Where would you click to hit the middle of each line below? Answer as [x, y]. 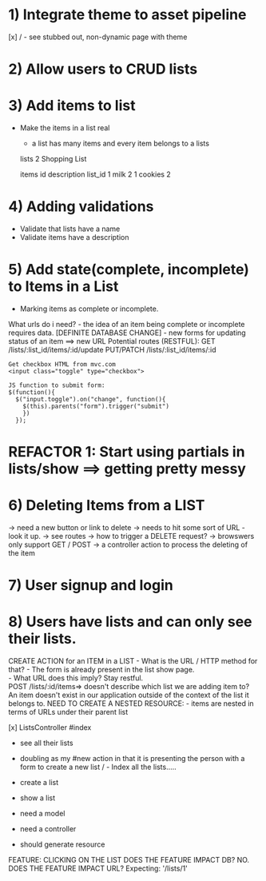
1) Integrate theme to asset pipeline [127, 15]
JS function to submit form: [57, 385]
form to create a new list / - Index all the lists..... [98, 767]
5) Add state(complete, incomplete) [129, 270]
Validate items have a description [74, 237]
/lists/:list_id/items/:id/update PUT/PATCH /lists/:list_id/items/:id [113, 349]
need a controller [48, 829]
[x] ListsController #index [50, 728]
